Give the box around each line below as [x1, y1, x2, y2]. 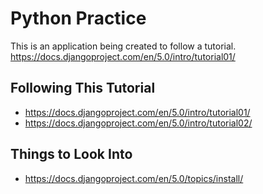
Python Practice [10, 7, 147, 30]
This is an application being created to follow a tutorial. [10, 40, 237, 52]
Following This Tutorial [10, 80, 156, 97]
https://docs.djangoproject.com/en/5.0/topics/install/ [24, 172, 244, 184]
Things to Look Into [10, 146, 133, 163]
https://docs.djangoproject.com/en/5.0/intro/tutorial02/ [24, 117, 253, 129]
